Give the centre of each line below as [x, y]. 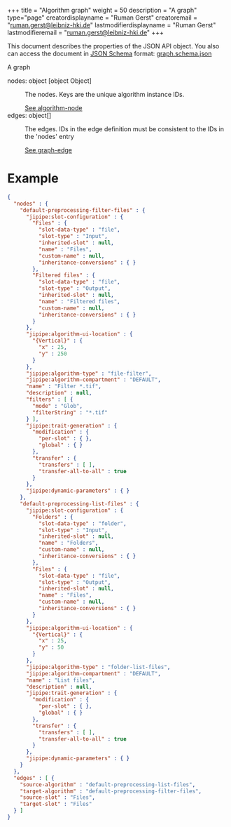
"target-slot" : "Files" [56, 804]
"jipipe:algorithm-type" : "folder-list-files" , [98, 667]
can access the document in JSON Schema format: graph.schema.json [110, 53]
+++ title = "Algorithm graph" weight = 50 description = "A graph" [102, 10]
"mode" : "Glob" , [57, 406]
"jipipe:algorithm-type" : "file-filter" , [89, 373]
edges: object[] [29, 115]
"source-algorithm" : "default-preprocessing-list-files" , [108, 785]
